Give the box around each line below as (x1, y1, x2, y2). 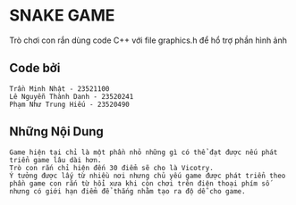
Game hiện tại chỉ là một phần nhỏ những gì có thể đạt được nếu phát (9, 148, 278, 157)
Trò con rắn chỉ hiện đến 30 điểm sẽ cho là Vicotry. (9, 163, 215, 172)
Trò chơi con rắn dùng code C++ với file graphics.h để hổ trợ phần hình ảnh (9, 35, 288, 45)
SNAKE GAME (9, 5, 115, 26)
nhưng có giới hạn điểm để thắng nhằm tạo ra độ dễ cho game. (9, 186, 246, 196)
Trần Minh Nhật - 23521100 (9, 84, 110, 94)
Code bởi (9, 61, 61, 76)
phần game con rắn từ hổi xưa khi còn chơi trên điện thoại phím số (9, 179, 270, 188)
